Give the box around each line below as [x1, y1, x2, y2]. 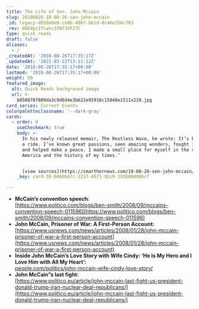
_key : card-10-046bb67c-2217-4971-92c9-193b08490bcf [17, 174, 150, 180]
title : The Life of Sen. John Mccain [6, 8, 99, 15]
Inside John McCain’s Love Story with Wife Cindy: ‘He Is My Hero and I [14, 252, 192, 259]
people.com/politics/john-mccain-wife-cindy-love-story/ [14, 265, 153, 272]
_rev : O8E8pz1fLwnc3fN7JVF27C [6, 25, 81, 31]
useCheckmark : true [17, 125, 65, 131]
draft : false [6, 36, 38, 42]
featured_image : [6, 81, 46, 87]
